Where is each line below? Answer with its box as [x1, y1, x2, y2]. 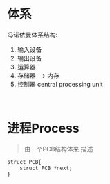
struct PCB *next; [19, 165, 73, 172]
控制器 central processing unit [17, 80, 103, 88]
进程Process [7, 121, 80, 136]
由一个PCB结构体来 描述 [24, 144, 93, 153]
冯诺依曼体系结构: [7, 31, 58, 39]
